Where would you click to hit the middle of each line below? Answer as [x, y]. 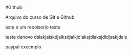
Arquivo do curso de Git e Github [40, 17]
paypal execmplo [24, 47]
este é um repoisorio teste [33, 27]
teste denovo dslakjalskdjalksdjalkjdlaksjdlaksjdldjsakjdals [66, 37]
